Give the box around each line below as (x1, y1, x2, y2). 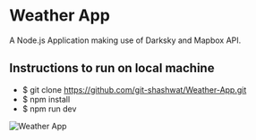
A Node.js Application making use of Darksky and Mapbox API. (9, 35, 242, 45)
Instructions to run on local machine (9, 61, 215, 76)
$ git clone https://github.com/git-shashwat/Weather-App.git (21, 84, 247, 95)
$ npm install (21, 94, 71, 104)
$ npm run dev (21, 103, 77, 114)
